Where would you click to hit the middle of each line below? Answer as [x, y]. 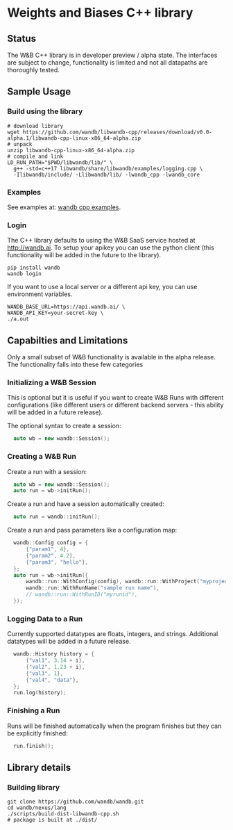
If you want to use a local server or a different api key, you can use [102, 287]
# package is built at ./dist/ [52, 820]
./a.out [18, 319]
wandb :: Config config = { [51, 543]
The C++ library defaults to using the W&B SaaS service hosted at [101, 241]
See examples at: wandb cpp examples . [64, 207]
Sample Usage [39, 92]
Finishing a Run [34, 710]
